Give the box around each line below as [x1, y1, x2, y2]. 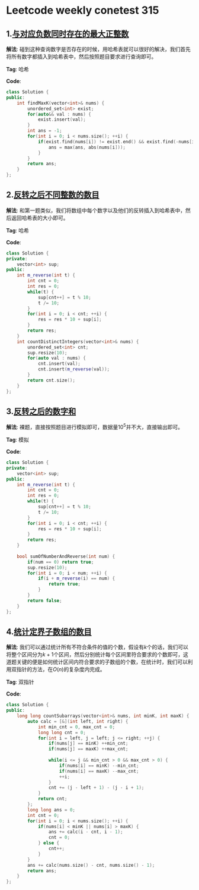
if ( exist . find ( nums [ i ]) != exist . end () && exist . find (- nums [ [37, 139, 192, 144]
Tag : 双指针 [6, 678, 34, 685]
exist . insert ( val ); [37, 117, 86, 122]
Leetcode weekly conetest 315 [6, 4, 159, 17]
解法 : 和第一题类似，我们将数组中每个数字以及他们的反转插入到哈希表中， [6, 206, 185, 214]
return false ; [27, 597, 62, 603]
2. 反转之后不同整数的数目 [6, 190, 99, 200]
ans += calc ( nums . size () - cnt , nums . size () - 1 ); [27, 862, 155, 868]
